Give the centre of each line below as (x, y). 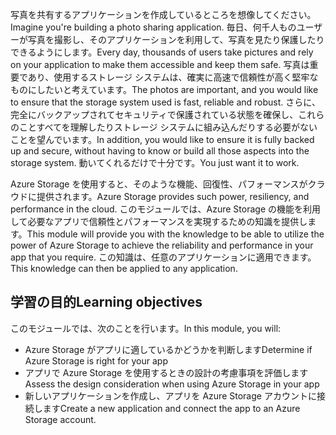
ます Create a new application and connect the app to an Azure (171, 408)
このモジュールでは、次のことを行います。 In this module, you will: (146, 328)
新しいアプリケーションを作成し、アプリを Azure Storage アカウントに (170, 395)
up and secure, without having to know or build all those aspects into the (160, 151)
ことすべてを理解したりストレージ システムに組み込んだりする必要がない (168, 127)
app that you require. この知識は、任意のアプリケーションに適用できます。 (163, 257)
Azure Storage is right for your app (96, 360)
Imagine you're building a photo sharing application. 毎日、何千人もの (153, 27)
